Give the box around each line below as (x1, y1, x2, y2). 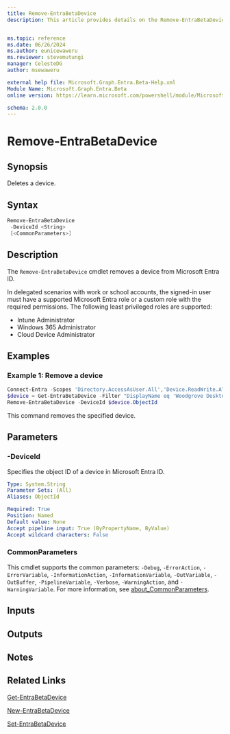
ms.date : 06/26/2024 (7, 41, 66, 48)
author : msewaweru (7, 67, 60, 73)
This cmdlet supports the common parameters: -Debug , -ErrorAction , (7, 563, 202, 571)
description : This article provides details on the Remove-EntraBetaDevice (7, 16, 228, 23)
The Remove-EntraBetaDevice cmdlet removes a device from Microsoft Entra (7, 267, 220, 275)
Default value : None (7, 519, 66, 525)
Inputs (7, 605, 36, 617)
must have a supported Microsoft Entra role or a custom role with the (7, 295, 202, 303)
